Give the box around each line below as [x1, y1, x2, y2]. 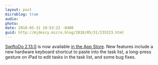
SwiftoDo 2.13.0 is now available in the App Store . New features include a [5, 44, 154, 49]
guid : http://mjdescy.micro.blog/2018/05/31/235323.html [5, 30, 125, 35]
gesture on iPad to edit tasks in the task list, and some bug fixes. [5, 54, 136, 60]
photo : [5, 21, 19, 26]
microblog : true [5, 12, 38, 17]
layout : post [5, 7, 32, 12]
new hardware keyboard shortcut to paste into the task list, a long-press [5, 49, 152, 55]
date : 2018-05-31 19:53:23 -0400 [5, 26, 74, 31]
